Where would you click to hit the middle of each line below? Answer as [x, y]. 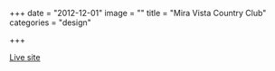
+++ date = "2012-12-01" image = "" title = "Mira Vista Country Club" [138, 13]
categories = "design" [51, 22]
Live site [25, 57]
